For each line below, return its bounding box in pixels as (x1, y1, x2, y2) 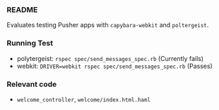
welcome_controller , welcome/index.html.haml (16, 95, 151, 103)
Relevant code (6, 79, 57, 89)
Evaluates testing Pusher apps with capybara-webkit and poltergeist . (6, 21, 209, 29)
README (6, 5, 38, 15)
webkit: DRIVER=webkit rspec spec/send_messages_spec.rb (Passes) (16, 62, 213, 70)
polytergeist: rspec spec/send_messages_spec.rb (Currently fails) (16, 54, 204, 62)
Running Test (6, 39, 54, 48)
